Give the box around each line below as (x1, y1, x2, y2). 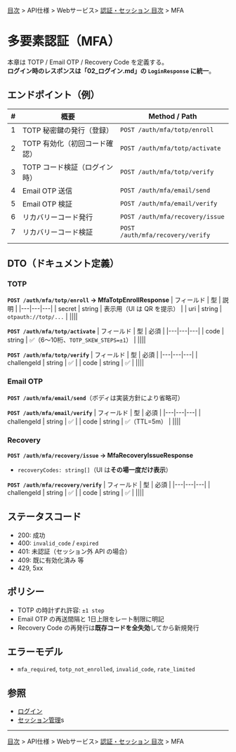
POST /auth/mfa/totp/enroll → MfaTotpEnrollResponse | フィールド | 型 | (7, 296, 221, 304)
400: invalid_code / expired (17, 539, 99, 547)
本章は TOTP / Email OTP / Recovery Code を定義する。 (7, 58, 169, 66)
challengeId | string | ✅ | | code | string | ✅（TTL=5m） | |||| (7, 417, 181, 426)
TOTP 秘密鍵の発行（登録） (22, 125, 114, 135)
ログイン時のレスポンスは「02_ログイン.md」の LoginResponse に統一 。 (7, 66, 216, 75)
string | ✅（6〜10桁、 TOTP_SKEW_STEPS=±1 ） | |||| (7, 336, 146, 344)
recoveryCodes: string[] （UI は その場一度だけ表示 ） (17, 466, 172, 474)
